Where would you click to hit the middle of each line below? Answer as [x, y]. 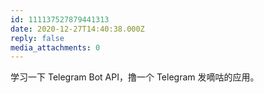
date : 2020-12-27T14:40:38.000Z [77, 29]
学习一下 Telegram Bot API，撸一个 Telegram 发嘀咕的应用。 [135, 77]
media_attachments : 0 [55, 47]
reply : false [37, 38]
